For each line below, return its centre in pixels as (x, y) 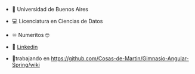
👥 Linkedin (25, 47)
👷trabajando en (31, 58)
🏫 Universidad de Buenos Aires (50, 9)
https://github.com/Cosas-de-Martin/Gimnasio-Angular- (120, 58)
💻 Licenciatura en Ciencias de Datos (57, 21)
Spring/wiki (26, 65)
